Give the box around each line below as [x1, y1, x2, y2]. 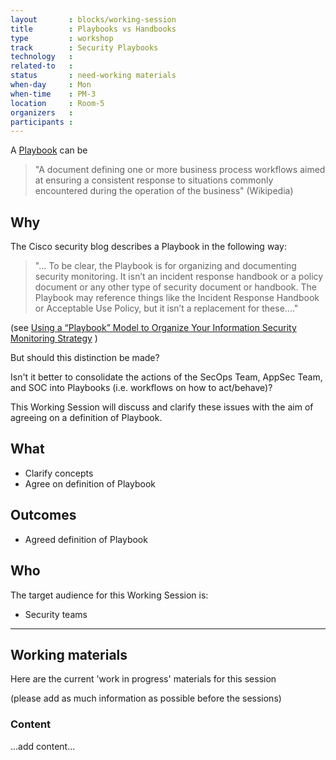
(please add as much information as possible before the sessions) [10, 692, 282, 705]
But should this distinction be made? [10, 352, 160, 364]
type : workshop [10, 33, 114, 43]
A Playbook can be [10, 144, 88, 156]
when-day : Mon [10, 80, 92, 90]
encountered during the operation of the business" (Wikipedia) [34, 185, 294, 197]
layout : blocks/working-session [10, 14, 177, 25]
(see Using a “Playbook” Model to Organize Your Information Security [10, 322, 297, 334]
